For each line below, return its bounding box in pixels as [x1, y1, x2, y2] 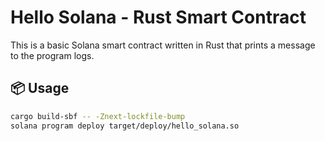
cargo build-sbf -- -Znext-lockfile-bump [10, 111, 186, 121]
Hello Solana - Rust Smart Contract [10, 6, 307, 29]
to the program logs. [10, 49, 95, 61]
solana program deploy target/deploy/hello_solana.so [10, 121, 240, 131]
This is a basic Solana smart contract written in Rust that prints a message [10, 39, 316, 51]
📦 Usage [10, 80, 70, 97]
